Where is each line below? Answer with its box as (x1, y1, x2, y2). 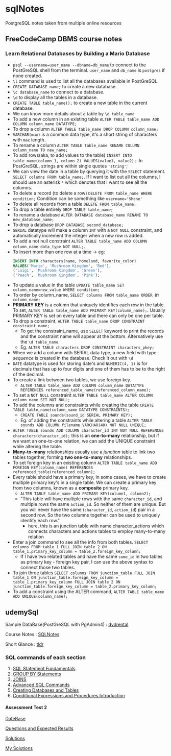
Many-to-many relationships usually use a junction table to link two (12, 449, 155, 455)
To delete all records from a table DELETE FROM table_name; (12, 201, 136, 207)
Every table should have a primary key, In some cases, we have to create (12, 474, 166, 480)
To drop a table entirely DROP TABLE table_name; (12, 206, 113, 212)
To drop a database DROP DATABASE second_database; (12, 222, 124, 228)
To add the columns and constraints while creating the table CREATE (12, 402, 154, 408)
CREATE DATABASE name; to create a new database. (12, 83, 117, 89)
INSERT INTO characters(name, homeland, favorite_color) (12, 258, 137, 263)
